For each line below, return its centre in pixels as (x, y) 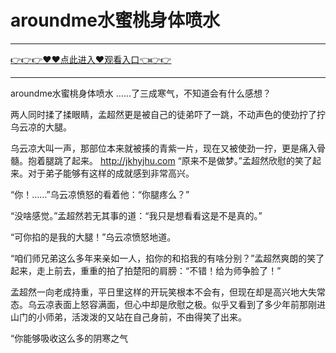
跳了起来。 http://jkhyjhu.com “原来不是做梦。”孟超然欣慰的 (174, 160)
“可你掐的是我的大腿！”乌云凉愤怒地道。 (93, 237)
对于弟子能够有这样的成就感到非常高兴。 (111, 173)
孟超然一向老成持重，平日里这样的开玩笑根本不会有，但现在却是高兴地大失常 (168, 292)
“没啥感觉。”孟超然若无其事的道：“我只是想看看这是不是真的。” (136, 215)
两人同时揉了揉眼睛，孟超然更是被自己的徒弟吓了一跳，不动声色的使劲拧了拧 (168, 114)
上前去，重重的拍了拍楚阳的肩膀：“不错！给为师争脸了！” (163, 270)
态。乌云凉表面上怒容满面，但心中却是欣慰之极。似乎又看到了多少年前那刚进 (168, 304)
